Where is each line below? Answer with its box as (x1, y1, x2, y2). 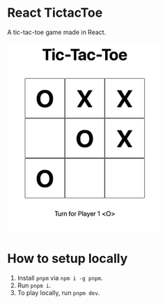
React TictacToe (7, 5, 103, 21)
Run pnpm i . (17, 281, 52, 290)
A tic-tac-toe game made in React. (7, 28, 107, 36)
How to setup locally (7, 251, 128, 266)
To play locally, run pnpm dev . (17, 289, 100, 297)
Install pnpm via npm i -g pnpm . (17, 274, 103, 282)
